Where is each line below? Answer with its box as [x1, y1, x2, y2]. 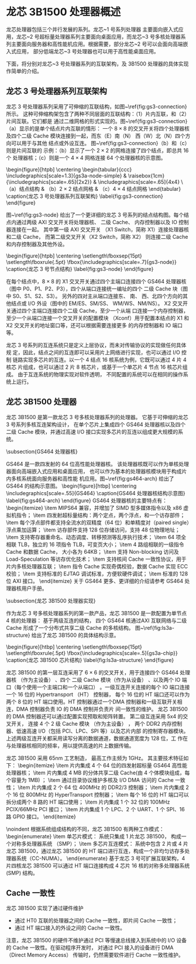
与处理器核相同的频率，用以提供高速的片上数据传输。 [6, 742, 135, 749]
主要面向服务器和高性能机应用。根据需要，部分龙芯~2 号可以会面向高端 [11, 40, 183, 47]
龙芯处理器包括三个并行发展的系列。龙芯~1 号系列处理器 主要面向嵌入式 [6, 26, 178, 33]
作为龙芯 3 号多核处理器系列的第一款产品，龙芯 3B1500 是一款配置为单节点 [6, 609, 187, 616]
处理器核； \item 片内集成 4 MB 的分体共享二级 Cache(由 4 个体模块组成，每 [6, 769, 190, 776]
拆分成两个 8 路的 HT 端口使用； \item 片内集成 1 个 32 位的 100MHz [6, 798, 170, 805]
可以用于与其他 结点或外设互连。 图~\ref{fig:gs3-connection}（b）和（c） [11, 139, 190, 146]
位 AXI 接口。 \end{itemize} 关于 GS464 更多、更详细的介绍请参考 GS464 [6, 577, 184, 584]
